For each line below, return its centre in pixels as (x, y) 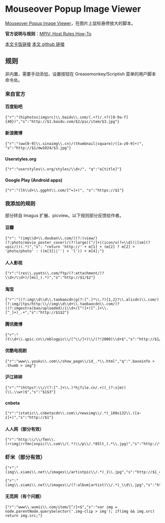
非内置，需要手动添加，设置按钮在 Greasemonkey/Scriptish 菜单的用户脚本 (81, 74)
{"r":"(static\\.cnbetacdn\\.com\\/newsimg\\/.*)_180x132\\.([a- (73, 413)
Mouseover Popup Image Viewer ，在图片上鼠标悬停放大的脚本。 (70, 23)
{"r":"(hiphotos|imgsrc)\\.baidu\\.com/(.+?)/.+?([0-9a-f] (67, 117)
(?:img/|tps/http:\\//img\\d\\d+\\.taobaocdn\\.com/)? (62, 304)
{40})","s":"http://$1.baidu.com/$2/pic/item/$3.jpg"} (62, 121)
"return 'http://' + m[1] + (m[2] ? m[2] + (90, 247)
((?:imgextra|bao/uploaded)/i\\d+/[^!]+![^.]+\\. (57, 308)
